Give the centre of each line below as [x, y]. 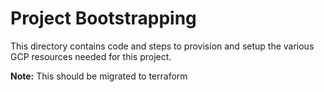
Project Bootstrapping [103, 18]
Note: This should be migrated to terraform [99, 76]
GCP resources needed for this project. [91, 56]
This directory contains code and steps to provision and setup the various [162, 46]
